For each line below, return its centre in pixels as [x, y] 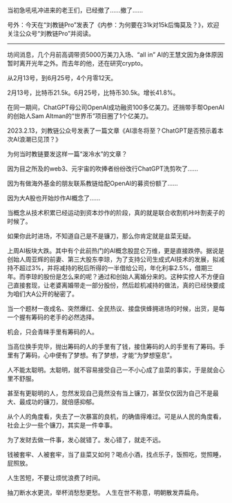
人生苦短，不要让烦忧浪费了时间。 [56, 478]
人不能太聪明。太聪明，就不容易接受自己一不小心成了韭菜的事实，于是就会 [113, 370]
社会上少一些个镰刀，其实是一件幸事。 [61, 425]
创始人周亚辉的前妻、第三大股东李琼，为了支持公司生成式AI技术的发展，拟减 [116, 259]
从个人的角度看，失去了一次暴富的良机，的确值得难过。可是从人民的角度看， [116, 416]
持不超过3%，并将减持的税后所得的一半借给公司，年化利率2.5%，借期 [107, 268]
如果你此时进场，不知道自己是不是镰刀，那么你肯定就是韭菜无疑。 [101, 236]
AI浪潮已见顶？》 [37, 139]
